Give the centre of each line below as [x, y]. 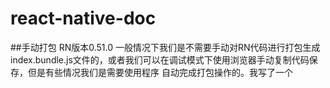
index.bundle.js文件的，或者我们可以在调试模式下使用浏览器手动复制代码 [160, 59]
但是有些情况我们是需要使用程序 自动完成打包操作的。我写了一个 [160, 72]
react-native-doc [83, 18]
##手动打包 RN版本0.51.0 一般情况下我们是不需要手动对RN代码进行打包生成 [165, 47]
